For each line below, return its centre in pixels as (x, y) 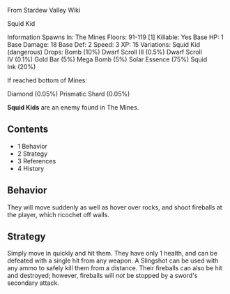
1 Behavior (32, 146)
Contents (28, 130)
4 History (31, 168)
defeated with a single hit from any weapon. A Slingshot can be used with (113, 260)
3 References (37, 161)
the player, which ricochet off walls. (58, 214)
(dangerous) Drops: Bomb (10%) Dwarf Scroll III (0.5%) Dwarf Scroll (105, 52)
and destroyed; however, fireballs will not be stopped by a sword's (102, 276)
